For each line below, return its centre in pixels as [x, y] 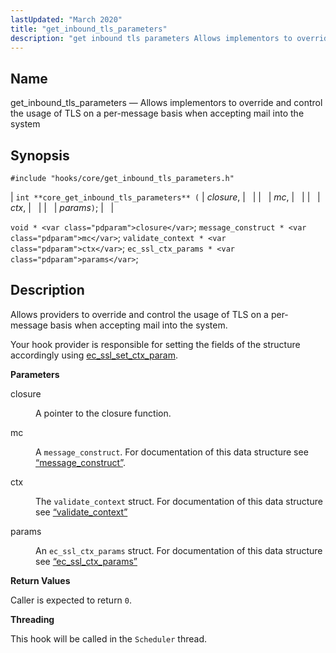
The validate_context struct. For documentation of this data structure [179, 501]
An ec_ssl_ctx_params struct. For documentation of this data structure [179, 550]
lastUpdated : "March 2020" [66, 19]
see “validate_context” [81, 512]
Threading [32, 619]
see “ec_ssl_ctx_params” [86, 561]
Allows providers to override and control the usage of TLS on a [139, 314]
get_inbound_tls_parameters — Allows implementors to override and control [166, 103]
